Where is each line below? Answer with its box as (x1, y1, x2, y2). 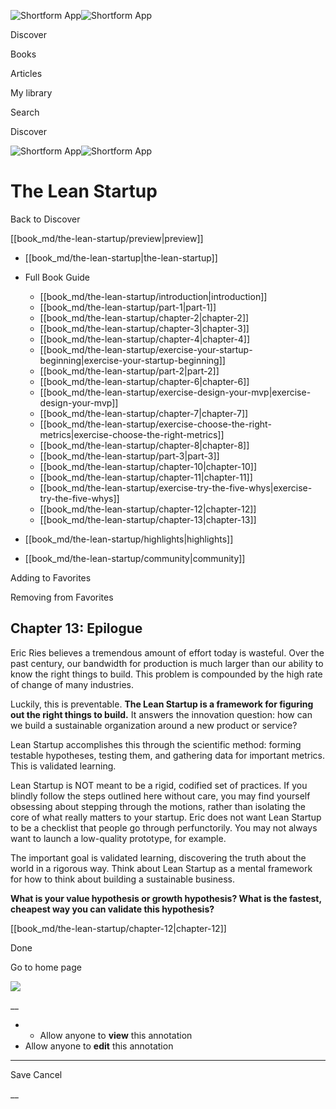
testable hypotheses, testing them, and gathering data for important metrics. (10, 749, 326, 761)
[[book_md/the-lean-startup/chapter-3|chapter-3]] (39, 322, 250, 334)
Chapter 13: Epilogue (10, 620, 143, 637)
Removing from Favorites (10, 591, 114, 603)
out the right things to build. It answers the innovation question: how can (10, 708, 313, 720)
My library (10, 87, 53, 99)
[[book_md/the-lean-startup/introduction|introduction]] (39, 290, 268, 302)
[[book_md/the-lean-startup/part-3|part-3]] (39, 450, 220, 462)
